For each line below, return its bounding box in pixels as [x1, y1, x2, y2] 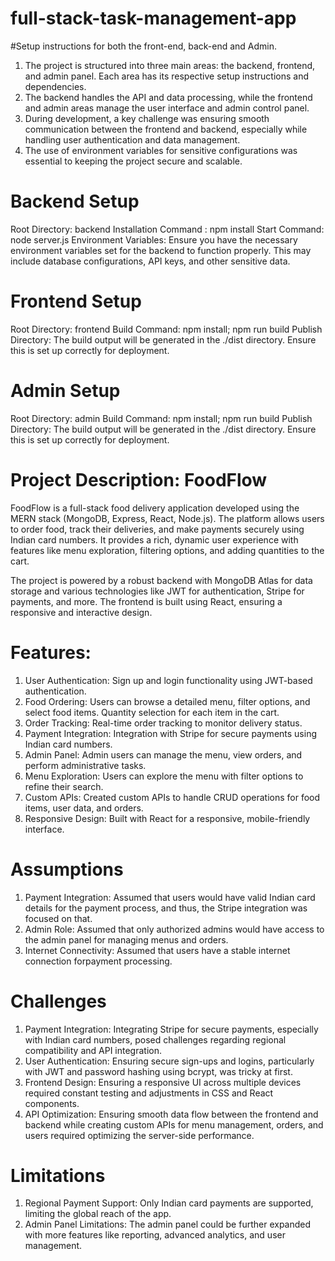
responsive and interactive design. [10, 606, 153, 618]
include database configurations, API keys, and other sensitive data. [10, 255, 291, 267]
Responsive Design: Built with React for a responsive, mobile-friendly [24, 812, 311, 824]
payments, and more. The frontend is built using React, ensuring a [10, 595, 283, 607]
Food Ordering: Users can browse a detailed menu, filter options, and [24, 695, 311, 707]
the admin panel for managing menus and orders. [24, 933, 229, 946]
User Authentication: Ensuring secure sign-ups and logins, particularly [24, 1055, 315, 1067]
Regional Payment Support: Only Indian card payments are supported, [24, 1197, 314, 1209]
